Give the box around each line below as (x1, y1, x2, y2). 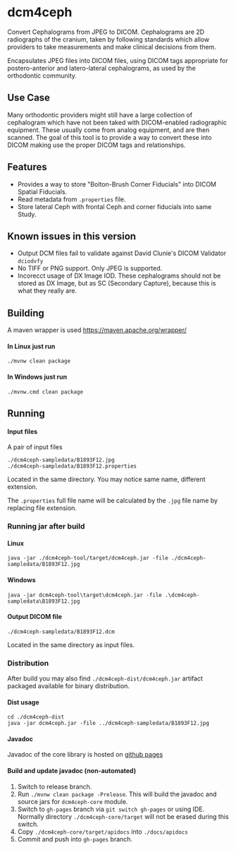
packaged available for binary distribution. (7, 682, 130, 690)
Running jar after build (7, 521, 85, 531)
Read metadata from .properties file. (17, 195, 126, 203)
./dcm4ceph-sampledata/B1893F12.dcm (7, 628, 115, 635)
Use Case (7, 92, 51, 104)
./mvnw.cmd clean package (7, 388, 83, 396)
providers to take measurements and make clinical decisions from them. (7, 42, 216, 51)
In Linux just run (7, 342, 56, 350)
